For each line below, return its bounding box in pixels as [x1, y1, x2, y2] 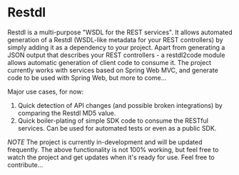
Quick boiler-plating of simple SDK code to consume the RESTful [17, 116, 209, 125]
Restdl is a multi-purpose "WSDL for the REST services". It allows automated [7, 28, 233, 36]
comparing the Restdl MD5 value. [17, 109, 116, 117]
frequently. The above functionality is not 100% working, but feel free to [7, 145, 219, 154]
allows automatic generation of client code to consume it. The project [7, 58, 212, 66]
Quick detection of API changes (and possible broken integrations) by [17, 101, 223, 109]
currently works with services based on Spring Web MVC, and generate [7, 66, 219, 74]
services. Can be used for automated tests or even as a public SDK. [17, 124, 217, 132]
